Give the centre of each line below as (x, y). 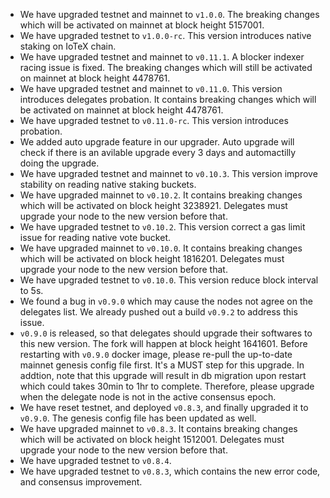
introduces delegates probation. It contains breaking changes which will (168, 99)
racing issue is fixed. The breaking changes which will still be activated (166, 67)
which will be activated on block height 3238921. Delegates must (153, 205)
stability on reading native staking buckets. (108, 184)
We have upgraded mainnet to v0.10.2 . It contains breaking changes (161, 195)
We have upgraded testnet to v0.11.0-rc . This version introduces (154, 120)
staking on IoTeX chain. (68, 46)
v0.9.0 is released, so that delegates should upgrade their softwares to (166, 333)
